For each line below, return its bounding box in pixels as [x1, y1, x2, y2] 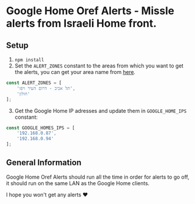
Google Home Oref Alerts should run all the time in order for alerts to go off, [6, 173, 190, 180]
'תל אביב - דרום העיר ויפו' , [16, 85, 75, 91]
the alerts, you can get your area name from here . [14, 69, 135, 75]
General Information [6, 158, 82, 168]
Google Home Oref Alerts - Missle [6, 4, 175, 18]
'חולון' [16, 90, 31, 97]
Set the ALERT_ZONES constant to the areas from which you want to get [14, 62, 184, 69]
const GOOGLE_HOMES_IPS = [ [6, 125, 75, 131]
